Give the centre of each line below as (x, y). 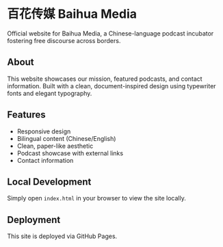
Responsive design (44, 131)
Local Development (49, 182)
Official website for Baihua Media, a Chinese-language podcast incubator (110, 33)
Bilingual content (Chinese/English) (66, 138)
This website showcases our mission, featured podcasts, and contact (105, 79)
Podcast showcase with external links (70, 153)
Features (26, 115)
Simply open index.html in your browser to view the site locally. (96, 198)
